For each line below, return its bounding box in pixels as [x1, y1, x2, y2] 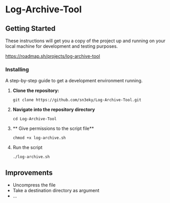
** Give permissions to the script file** [12, 125, 94, 132]
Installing [5, 66, 29, 73]
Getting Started [5, 24, 56, 33]
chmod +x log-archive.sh [12, 135, 66, 141]
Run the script [12, 144, 42, 151]
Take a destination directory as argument [12, 188, 100, 194]
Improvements [5, 168, 53, 177]
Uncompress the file [12, 182, 56, 188]
